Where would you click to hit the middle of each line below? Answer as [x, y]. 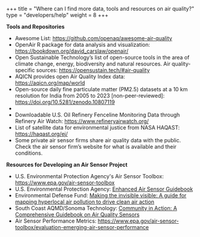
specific [25, 70]
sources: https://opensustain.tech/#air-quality [93, 70]
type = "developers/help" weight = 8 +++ [57, 15]
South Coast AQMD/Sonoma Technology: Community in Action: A [96, 208]
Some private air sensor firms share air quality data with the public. [98, 140]
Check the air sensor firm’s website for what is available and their [96, 147]
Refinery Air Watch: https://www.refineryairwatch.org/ [82, 121]
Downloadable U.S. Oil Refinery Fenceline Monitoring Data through [97, 115]
